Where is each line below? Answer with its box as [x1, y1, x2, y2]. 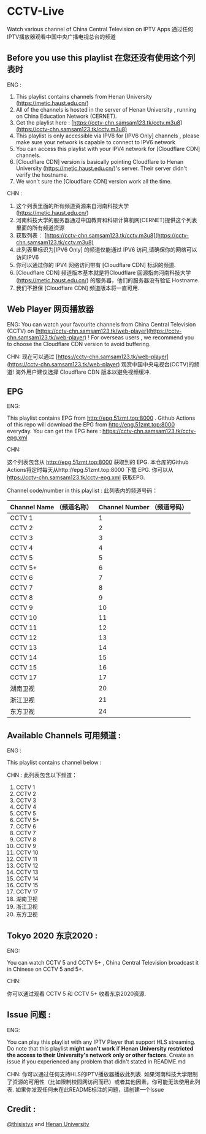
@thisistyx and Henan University [7, 1120, 90, 1127]
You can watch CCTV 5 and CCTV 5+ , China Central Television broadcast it [7, 959, 199, 966]
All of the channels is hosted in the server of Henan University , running [15, 106, 197, 113]
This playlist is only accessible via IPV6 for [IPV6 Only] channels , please [15, 132, 200, 139]
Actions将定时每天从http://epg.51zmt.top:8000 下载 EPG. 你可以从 [7, 466, 174, 474]
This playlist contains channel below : [7, 759, 102, 766]
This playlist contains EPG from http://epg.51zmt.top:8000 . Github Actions [7, 414, 196, 422]
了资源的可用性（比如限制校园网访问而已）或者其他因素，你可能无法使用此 [7, 1078, 195, 1086]
